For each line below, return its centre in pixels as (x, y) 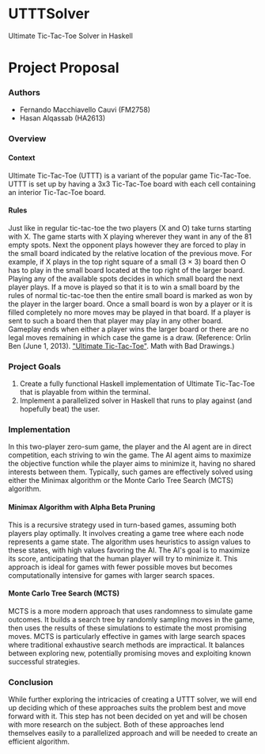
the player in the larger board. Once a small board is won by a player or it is (131, 304)
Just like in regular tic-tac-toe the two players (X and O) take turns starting (130, 228)
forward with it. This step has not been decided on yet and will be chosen (128, 716)
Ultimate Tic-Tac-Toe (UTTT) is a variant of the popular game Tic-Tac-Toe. (130, 175)
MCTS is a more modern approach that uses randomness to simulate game (131, 610)
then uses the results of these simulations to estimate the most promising (127, 628)
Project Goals (35, 366)
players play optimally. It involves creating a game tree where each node (126, 533)
